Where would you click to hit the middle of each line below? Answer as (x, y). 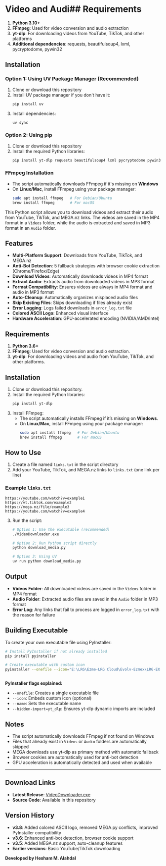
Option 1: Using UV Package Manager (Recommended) (72, 79)
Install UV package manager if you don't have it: (61, 95)
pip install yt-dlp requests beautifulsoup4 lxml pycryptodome (79, 160)
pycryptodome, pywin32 (37, 49)
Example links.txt (28, 488)
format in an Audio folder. (31, 228)
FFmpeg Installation (29, 173)
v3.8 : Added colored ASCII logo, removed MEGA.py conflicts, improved (85, 827)
